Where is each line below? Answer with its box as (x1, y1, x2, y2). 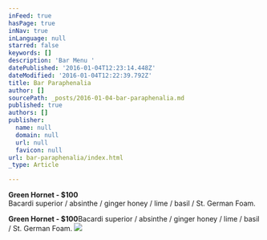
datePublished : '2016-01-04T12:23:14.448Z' (8, 64, 156, 72)
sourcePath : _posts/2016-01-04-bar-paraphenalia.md (8, 94, 184, 102)
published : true (8, 101, 63, 109)
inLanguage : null (8, 34, 67, 43)
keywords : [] (8, 49, 52, 57)
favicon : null (15, 146, 63, 154)
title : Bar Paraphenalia (8, 79, 91, 87)
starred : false (8, 42, 59, 50)
